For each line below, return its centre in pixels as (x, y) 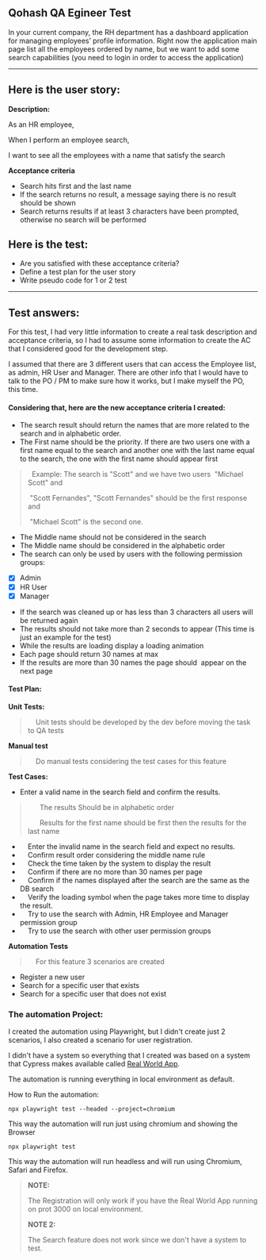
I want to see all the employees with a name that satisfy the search (117, 155)
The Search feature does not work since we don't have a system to (137, 1240)
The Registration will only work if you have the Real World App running (142, 1200)
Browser (22, 1132)
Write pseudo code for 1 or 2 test (73, 280)
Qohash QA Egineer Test (70, 13)
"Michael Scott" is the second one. (87, 522)
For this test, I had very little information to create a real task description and (133, 332)
